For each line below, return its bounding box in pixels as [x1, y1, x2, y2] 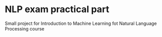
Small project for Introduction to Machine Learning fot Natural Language [5, 20, 157, 26]
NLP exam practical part [5, 4, 110, 15]
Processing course [5, 25, 45, 31]
